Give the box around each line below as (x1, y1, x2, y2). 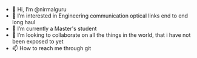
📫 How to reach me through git (12, 45, 92, 51)
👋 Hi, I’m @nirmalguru (12, 6, 67, 13)
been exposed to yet (12, 38, 64, 45)
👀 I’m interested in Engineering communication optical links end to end (12, 12, 189, 19)
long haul (12, 19, 36, 25)
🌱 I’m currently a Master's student (12, 25, 97, 32)
